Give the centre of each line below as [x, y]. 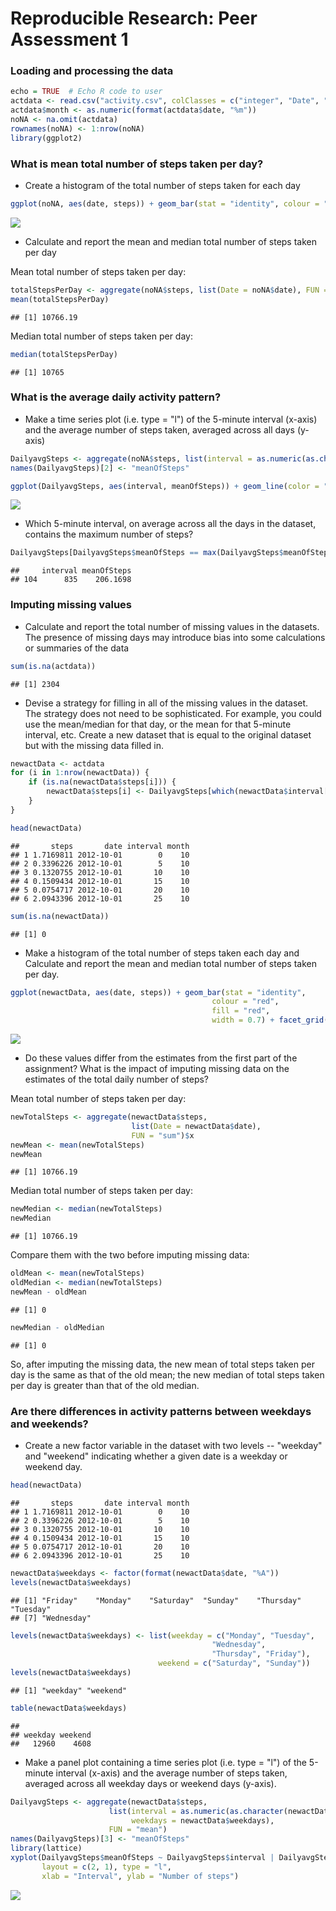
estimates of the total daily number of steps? [116, 1079]
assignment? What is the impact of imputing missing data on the [157, 1068]
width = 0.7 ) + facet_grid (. [272, 1020]
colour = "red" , [245, 1002]
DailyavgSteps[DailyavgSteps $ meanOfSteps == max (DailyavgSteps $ [147, 553]
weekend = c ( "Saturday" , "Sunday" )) [234, 1663]
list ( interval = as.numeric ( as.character [196, 1811]
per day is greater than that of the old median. [105, 1385]
